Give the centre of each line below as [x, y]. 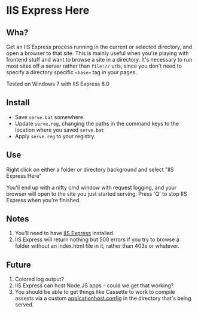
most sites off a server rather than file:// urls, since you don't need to [94, 66]
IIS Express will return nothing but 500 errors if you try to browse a [97, 239]
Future [19, 265]
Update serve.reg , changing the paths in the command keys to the [97, 123]
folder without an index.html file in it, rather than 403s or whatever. [97, 246]
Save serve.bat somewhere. [50, 117]
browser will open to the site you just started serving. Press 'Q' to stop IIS [97, 194]
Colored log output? [39, 279]
